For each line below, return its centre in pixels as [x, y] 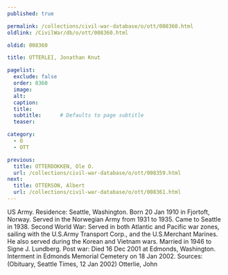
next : [15, 179]
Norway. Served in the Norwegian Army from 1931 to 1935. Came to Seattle [114, 219]
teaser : [25, 122]
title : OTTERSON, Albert [49, 186]
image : [23, 90]
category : [21, 135]
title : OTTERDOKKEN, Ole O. [54, 166]
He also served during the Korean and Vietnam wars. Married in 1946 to [109, 241]
